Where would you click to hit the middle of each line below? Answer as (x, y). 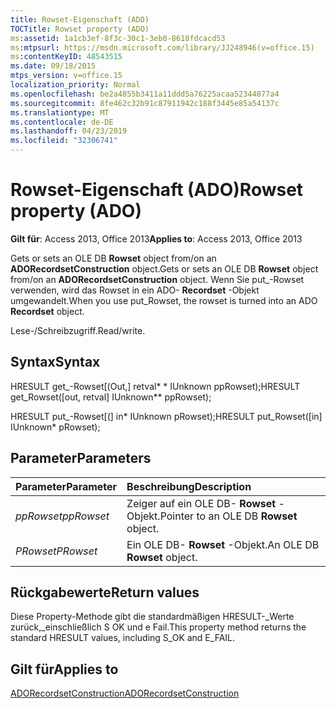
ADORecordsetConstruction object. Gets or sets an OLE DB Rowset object (164, 268)
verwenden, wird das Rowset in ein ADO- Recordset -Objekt (135, 290)
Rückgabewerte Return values (105, 592)
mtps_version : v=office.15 (66, 76)
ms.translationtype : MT (60, 112)
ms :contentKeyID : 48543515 (66, 57)
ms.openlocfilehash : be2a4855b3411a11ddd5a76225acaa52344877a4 (145, 94)
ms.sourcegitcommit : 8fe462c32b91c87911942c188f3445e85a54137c (145, 103)
